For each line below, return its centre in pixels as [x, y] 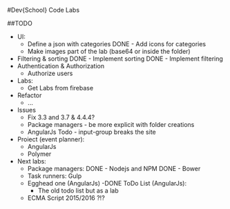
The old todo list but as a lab [78, 190]
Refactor [29, 95]
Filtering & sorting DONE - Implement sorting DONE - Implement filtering [120, 59]
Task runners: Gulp [55, 176]
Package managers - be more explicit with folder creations [111, 125]
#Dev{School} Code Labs [44, 10]
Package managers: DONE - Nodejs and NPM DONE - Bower [114, 169]
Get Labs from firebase [60, 88]
